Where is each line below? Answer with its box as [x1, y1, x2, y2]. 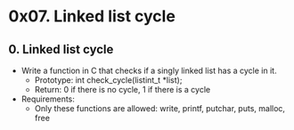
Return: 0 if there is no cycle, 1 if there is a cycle [34, 85, 211, 94]
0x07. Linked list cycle [8, 6, 176, 27]
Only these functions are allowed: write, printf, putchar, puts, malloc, [34, 103, 286, 113]
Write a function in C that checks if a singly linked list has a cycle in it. [20, 65, 277, 76]
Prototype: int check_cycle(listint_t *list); [34, 75, 183, 85]
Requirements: [20, 93, 75, 104]
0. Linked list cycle [8, 42, 114, 57]
